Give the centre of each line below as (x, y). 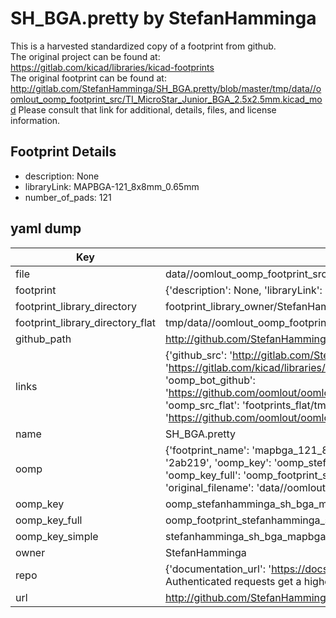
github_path (43, 339)
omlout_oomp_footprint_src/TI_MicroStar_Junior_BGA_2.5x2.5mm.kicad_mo (166, 99)
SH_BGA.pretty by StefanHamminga (163, 18)
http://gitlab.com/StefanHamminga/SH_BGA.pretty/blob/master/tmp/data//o (166, 88)
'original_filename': (209, 487)
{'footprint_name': (207, 450)
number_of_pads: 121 (68, 197)
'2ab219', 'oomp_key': (218, 462)
